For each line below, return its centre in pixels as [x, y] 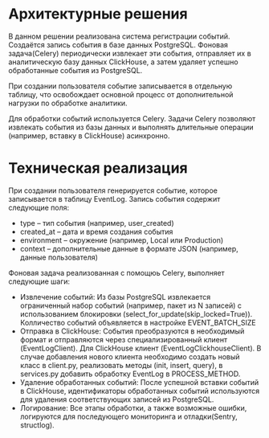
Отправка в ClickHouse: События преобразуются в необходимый [132, 331]
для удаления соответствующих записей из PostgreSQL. [117, 399]
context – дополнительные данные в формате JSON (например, [129, 248]
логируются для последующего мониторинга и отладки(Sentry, [129, 416]
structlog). [37, 425]
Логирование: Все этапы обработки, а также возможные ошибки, [133, 407]
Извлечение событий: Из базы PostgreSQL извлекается [115, 297]
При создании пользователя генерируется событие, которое [113, 190]
